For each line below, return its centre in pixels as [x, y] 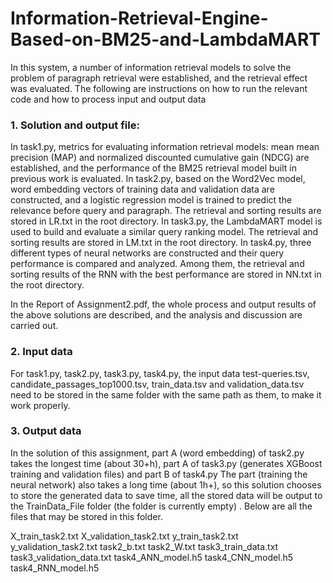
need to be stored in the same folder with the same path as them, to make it [166, 394]
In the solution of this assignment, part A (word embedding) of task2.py [157, 453]
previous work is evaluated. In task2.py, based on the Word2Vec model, [158, 179]
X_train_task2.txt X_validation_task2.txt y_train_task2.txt [124, 536]
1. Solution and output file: [75, 125]
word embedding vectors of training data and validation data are [142, 189]
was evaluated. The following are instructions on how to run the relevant [159, 88]
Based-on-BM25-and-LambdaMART [166, 39]
